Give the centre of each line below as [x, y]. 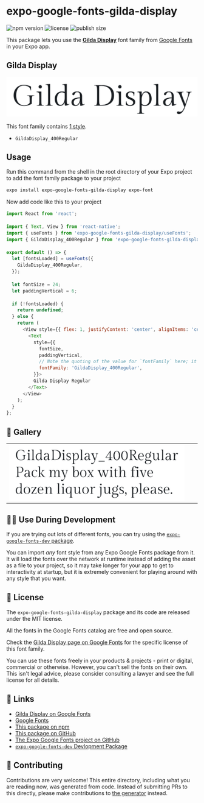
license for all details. [33, 680]
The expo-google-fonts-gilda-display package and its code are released [98, 612]
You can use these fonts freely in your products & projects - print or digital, [100, 660]
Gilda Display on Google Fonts [53, 713]
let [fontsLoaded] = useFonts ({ [53, 259]
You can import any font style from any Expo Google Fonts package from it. [101, 553]
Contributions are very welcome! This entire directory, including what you [98, 780]
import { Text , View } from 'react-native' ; [63, 227]
